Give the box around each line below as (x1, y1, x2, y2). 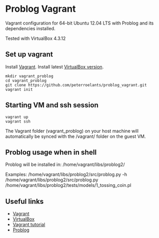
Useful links (5, 197, 44, 206)
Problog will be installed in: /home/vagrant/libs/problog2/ (5, 161, 125, 168)
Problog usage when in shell (5, 148, 97, 156)
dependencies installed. (5, 25, 56, 31)
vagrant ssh (5, 118, 31, 124)
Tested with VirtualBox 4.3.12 (5, 35, 66, 41)
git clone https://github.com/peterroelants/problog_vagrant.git (5, 82, 147, 87)
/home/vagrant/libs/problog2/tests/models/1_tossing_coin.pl (5, 182, 131, 188)
